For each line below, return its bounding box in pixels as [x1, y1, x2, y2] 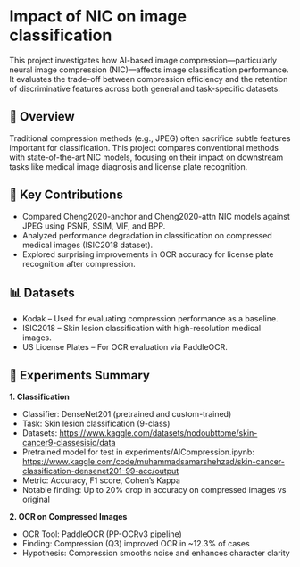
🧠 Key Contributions [9, 188, 123, 203]
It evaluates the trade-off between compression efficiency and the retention [9, 73, 288, 84]
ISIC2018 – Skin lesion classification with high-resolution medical [21, 323, 262, 334]
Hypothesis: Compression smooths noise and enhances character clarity [21, 547, 290, 559]
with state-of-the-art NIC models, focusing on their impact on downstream [9, 152, 284, 163]
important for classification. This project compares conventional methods [9, 142, 279, 153]
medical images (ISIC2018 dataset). [21, 239, 154, 250]
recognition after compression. [21, 258, 136, 269]
